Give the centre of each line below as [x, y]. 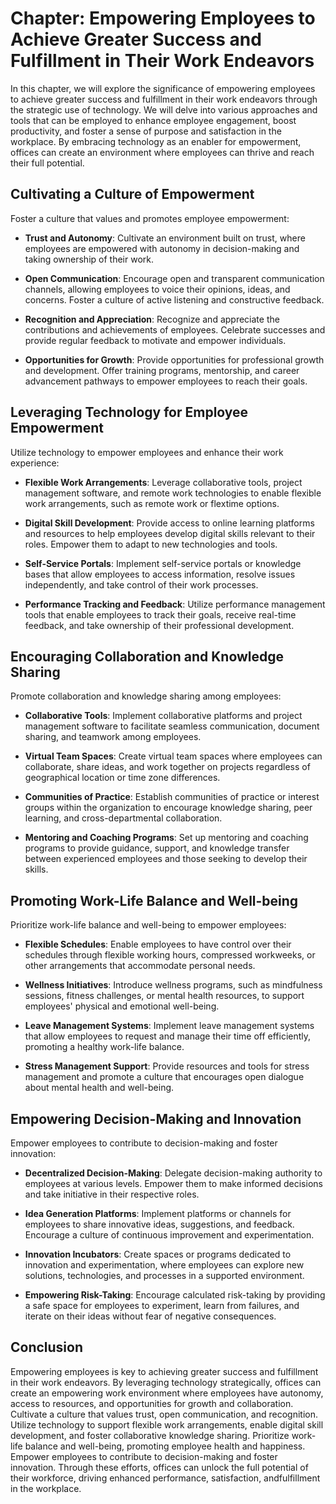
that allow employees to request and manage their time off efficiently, [168, 1036]
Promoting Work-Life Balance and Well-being [154, 900]
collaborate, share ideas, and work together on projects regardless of [167, 767]
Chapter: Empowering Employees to [163, 18]
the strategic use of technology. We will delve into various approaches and [164, 109]
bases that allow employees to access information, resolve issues [160, 574]
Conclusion [47, 1347]
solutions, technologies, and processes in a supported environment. [164, 1275]
